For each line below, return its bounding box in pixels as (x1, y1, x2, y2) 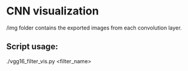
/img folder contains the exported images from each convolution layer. (6, 24, 182, 31)
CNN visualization (6, 4, 99, 18)
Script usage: (6, 42, 59, 52)
